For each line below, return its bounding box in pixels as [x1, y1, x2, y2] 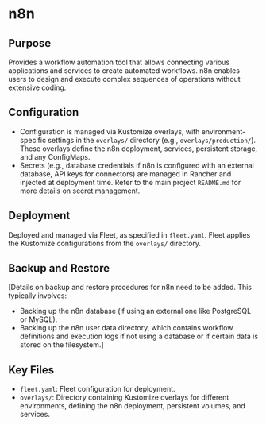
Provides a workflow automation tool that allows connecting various [8, 57, 230, 67]
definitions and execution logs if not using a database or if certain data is [19, 331, 259, 342]
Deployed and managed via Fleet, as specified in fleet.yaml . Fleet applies [8, 230, 251, 239]
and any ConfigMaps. [19, 152, 91, 161]
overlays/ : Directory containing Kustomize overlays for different [19, 392, 229, 402]
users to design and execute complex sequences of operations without [8, 75, 241, 83]
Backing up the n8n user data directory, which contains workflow [19, 323, 233, 333]
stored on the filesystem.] [19, 340, 105, 350]
